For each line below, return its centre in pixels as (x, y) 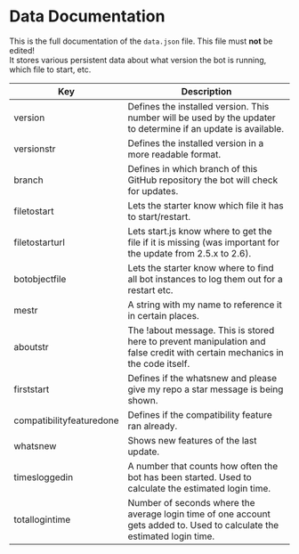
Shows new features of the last (192, 440)
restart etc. (150, 289)
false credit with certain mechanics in (206, 352)
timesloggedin (44, 477)
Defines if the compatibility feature (200, 414)
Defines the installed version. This (198, 106)
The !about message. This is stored (201, 330)
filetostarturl (39, 242)
